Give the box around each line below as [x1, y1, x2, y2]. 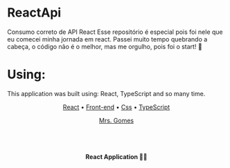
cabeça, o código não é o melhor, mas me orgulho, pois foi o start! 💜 [7, 42, 202, 50]
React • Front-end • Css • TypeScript [62, 102, 170, 111]
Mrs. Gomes [99, 116, 134, 124]
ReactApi [7, 5, 62, 21]
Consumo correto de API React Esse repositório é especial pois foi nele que [7, 28, 223, 36]
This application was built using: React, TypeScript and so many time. [7, 89, 206, 97]
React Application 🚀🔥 [85, 153, 148, 161]
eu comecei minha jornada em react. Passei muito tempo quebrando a [7, 35, 208, 43]
